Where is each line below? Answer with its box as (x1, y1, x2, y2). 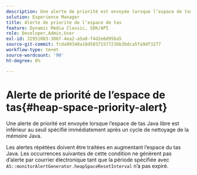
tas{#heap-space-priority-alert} (6, 100, 168, 114)
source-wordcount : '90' (6, 52, 64, 58)
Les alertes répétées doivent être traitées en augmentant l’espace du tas (6, 144, 181, 151)
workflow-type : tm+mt (6, 47, 59, 53)
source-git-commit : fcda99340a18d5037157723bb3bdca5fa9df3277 (6, 42, 161, 48)
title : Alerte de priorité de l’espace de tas (6, 19, 122, 25)
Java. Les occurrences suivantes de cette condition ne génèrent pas (6, 150, 172, 157)
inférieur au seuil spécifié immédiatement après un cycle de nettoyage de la (6, 126, 189, 133)
